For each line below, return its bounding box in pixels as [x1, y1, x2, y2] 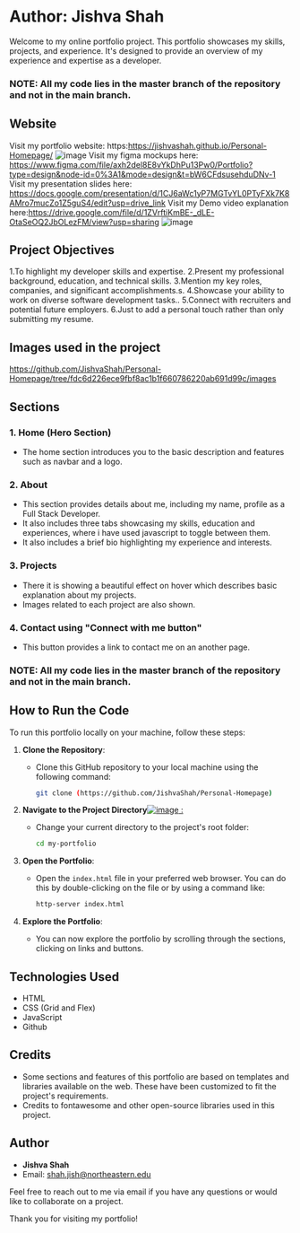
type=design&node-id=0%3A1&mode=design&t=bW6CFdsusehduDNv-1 [9, 169, 276, 179]
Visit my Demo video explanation [167, 197, 289, 208]
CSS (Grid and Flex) [21, 1002, 96, 1013]
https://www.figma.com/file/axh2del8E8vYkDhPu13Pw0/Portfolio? [9, 159, 253, 170]
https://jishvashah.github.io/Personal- [127, 140, 267, 151]
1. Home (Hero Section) [9, 426, 112, 439]
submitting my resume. [9, 314, 94, 325]
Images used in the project [9, 339, 161, 355]
